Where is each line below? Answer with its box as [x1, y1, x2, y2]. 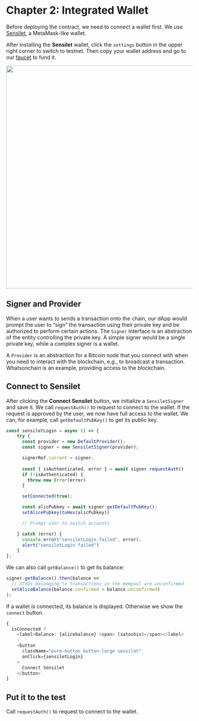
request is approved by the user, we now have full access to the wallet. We [6, 410, 188, 417]
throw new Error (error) [27, 477, 86, 483]
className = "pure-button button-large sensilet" [21, 648, 142, 654]
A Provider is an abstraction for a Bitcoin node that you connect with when [6, 351, 188, 358]
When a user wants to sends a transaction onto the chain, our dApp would [6, 314, 187, 322]
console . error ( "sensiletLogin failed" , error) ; [21, 536, 142, 543]
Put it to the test [6, 692, 66, 702]
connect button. [6, 609, 44, 616]
